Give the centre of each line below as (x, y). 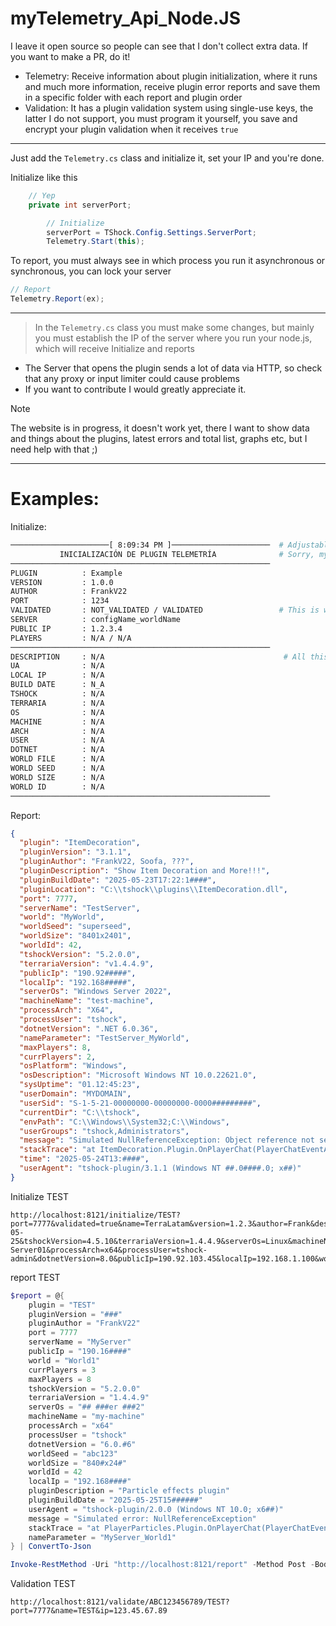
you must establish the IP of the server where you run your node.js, (173, 338)
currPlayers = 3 (62, 1370)
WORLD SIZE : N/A (57, 777)
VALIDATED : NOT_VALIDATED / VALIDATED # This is (165, 610)
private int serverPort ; (80, 205)
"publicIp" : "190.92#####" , (78, 973)
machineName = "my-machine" (86, 1417)
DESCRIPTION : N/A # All (158, 657)
